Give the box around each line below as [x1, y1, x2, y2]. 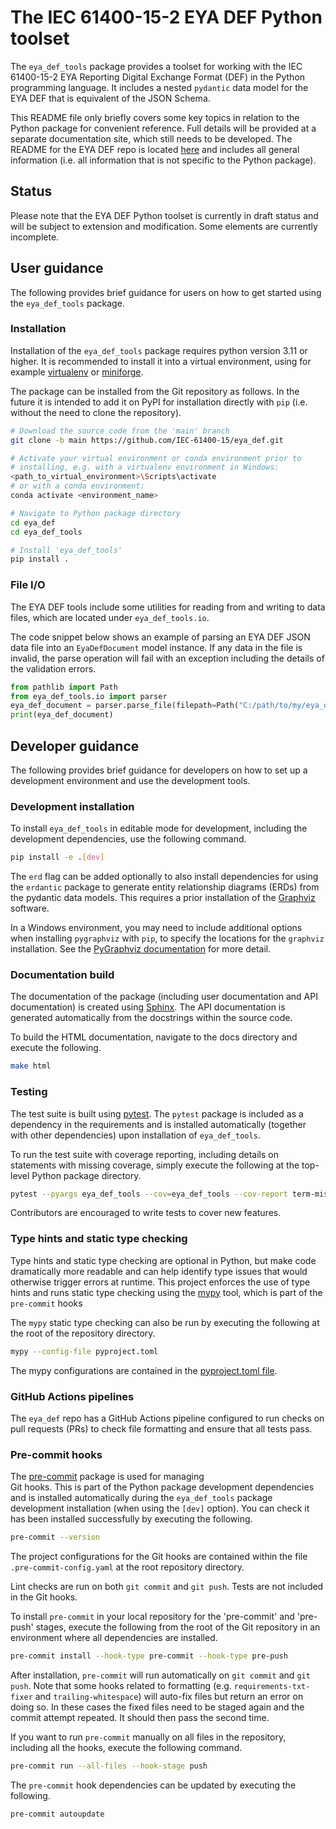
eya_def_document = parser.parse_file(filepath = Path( [10, 701, 240, 711]
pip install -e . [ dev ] [10, 852, 105, 863]
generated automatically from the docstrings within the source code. [10, 1012, 293, 1024]
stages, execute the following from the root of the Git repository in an [35, 1621, 321, 1633]
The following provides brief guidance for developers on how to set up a [10, 764, 308, 776]
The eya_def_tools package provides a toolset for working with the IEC [10, 60, 303, 72]
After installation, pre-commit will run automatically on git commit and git [10, 1669, 311, 1681]
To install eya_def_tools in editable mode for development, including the [10, 822, 308, 835]
